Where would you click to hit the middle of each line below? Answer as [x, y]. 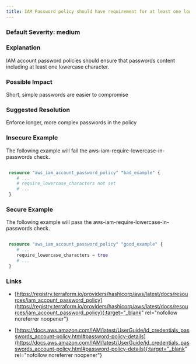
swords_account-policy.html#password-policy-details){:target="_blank [99, 349]
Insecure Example [32, 138]
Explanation [23, 47]
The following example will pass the [49, 222]
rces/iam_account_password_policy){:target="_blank [78, 313]
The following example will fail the [47, 151]
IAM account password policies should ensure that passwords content [91, 60]
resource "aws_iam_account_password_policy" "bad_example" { [84, 173]
